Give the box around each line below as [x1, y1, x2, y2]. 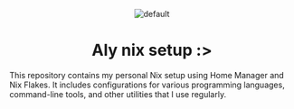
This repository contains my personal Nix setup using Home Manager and [9, 69, 285, 80]
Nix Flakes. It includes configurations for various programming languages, [9, 79, 285, 90]
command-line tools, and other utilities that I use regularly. [9, 88, 227, 99]
